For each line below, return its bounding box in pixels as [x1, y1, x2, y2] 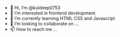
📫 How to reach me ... [10, 26, 57, 32]
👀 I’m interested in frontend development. [10, 10, 97, 16]
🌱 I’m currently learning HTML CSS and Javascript [10, 15, 115, 21]
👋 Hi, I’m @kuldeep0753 [10, 5, 61, 10]
